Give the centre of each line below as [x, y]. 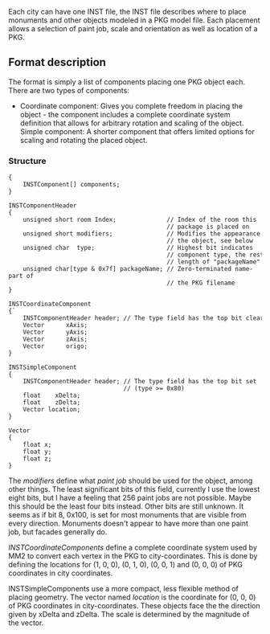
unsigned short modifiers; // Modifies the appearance [142, 234]
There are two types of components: [69, 90]
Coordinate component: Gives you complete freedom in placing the [131, 106]
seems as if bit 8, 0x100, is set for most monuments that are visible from [127, 515]
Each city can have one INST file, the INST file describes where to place [127, 12]
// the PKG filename [200, 283]
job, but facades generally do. [58, 532]
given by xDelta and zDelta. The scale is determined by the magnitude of [129, 615]
